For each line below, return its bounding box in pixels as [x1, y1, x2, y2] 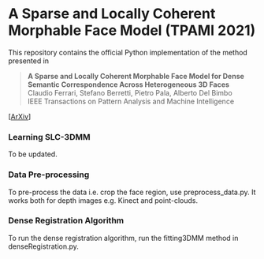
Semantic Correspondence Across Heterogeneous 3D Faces [27, 80, 230, 89]
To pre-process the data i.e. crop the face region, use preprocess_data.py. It [8, 187, 256, 197]
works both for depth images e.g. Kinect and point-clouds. [8, 195, 199, 205]
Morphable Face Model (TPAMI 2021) [8, 21, 256, 39]
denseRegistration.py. [8, 242, 79, 251]
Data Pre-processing [8, 169, 90, 180]
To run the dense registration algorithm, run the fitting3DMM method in [8, 233, 239, 242]
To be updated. [8, 149, 58, 159]
